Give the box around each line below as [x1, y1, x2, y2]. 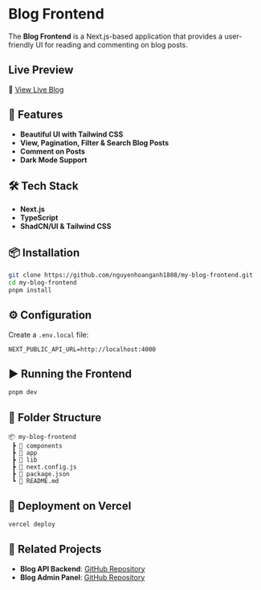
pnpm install [8, 286, 52, 294]
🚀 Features [8, 108, 63, 121]
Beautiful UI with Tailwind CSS [19, 129, 124, 139]
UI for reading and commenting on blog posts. [35, 39, 189, 49]
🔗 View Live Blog [8, 84, 64, 94]
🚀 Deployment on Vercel [8, 499, 132, 513]
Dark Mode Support [19, 154, 88, 165]
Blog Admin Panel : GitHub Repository [19, 572, 145, 582]
